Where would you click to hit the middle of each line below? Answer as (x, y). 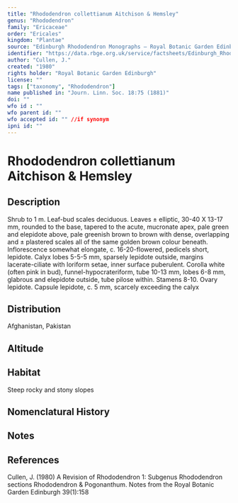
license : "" (25, 80)
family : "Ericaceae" (38, 27)
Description (34, 202)
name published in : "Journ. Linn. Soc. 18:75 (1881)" (89, 93)
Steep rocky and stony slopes (51, 390)
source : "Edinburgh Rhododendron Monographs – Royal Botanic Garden (110, 47)
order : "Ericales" (34, 34)
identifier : (25, 54)
